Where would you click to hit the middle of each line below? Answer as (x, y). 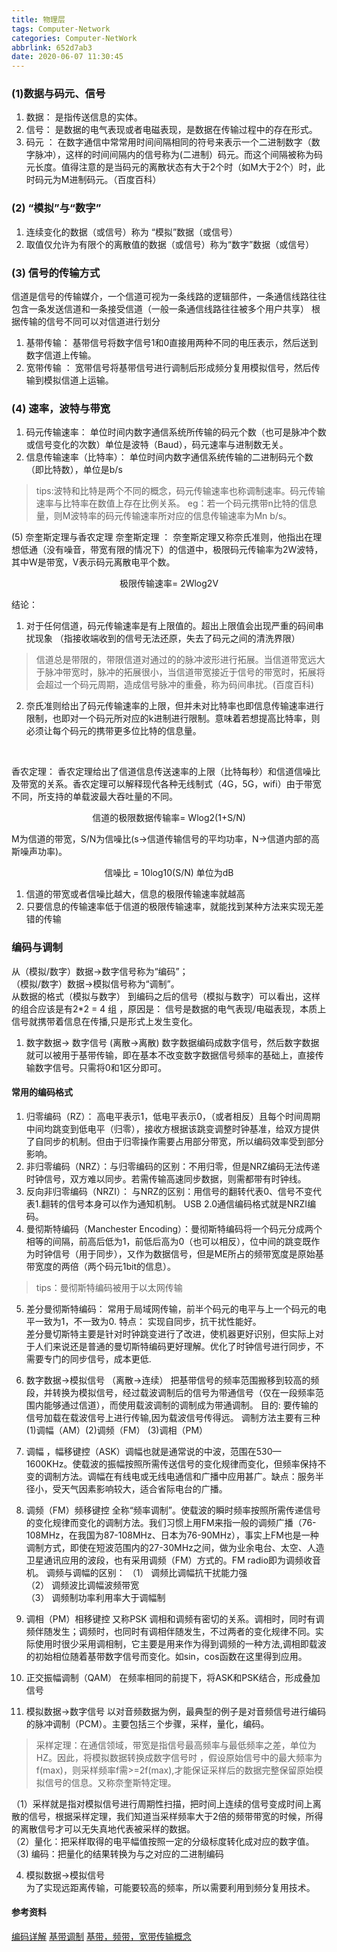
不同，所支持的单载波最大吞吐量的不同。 (94, 797)
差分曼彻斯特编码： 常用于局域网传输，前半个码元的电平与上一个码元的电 (176, 1308)
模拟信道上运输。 (78, 380)
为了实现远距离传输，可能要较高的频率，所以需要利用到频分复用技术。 (170, 1887)
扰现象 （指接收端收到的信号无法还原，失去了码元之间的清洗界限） (163, 638)
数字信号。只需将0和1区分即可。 (101, 1067)
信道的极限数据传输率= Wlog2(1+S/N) (169, 818)
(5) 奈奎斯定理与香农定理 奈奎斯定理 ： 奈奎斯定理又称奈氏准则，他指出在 (162, 537)
